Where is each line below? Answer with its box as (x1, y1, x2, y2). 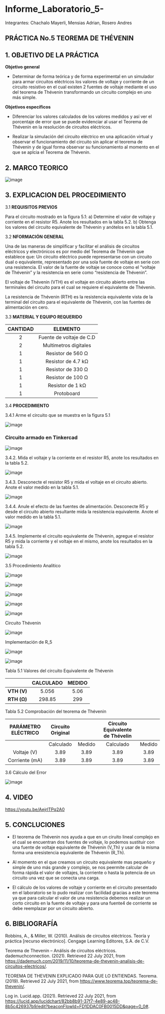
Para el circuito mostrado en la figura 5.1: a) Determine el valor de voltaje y (5, 214, 156, 219)
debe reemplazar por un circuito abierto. (12, 905, 94, 911)
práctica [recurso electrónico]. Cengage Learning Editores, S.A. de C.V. (5, 938, 150, 944)
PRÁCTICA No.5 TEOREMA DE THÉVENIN (5, 34, 134, 42)
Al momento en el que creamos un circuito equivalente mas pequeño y (12, 859, 156, 865)
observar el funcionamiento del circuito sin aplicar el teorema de (12, 139, 143, 145)
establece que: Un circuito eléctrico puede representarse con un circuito (5, 253, 152, 259)
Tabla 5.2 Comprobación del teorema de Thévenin (5, 709, 107, 715)
